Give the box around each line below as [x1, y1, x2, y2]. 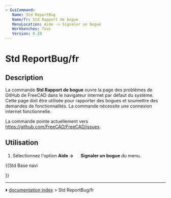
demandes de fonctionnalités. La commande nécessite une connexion [5, 103, 152, 109]
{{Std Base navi [5, 162, 38, 168]
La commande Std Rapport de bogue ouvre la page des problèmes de [5, 87, 153, 93]
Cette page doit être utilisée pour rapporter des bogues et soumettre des [5, 98, 158, 103]
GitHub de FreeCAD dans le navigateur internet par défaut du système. [5, 92, 154, 98]
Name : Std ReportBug [12, 12, 56, 17]
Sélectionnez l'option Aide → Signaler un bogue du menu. [12, 152, 141, 158]
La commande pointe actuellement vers [5, 118, 89, 124]
